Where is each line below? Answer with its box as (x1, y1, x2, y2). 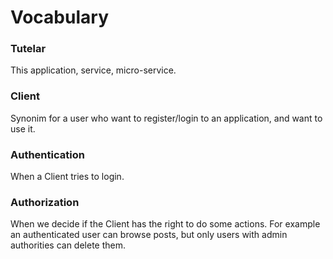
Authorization (10, 196, 80, 209)
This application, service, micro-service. (10, 64, 177, 76)
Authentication (10, 147, 85, 161)
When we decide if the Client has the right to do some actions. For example (10, 218, 321, 230)
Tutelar (10, 42, 47, 56)
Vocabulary (10, 6, 109, 29)
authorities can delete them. (10, 239, 127, 251)
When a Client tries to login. (10, 171, 125, 183)
